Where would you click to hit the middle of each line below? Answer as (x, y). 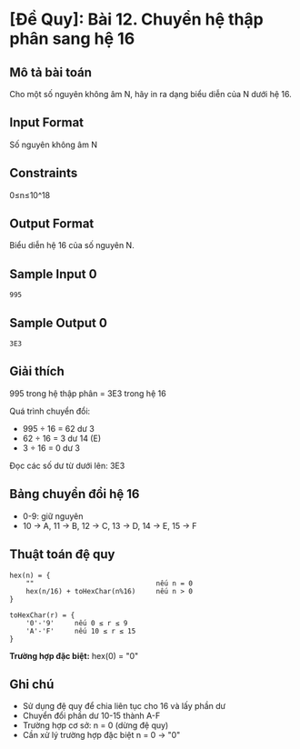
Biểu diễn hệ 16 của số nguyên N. (72, 245)
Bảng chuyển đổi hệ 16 (75, 494)
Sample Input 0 (53, 274)
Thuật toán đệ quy (62, 554)
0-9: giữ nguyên (53, 516)
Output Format (52, 224)
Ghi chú (32, 684)
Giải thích (37, 371)
